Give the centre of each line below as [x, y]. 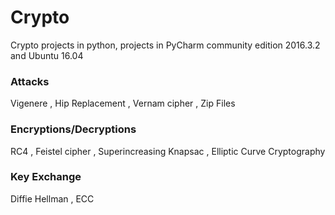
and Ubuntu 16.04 [47, 55]
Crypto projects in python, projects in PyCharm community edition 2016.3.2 [165, 45]
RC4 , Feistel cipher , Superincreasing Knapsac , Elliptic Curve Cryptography [168, 151]
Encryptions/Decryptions [73, 129]
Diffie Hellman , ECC [52, 198]
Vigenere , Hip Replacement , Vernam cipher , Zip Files [123, 103]
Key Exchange [46, 177]
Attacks [30, 81]
